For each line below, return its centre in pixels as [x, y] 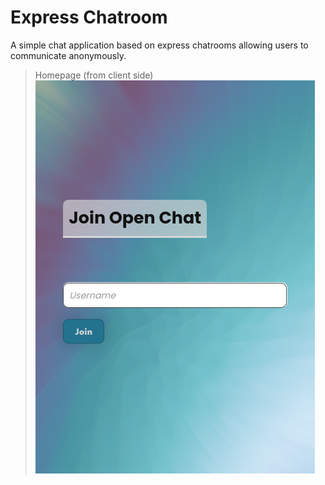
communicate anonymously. [68, 55]
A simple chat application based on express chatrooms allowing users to [159, 45]
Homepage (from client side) [94, 75]
